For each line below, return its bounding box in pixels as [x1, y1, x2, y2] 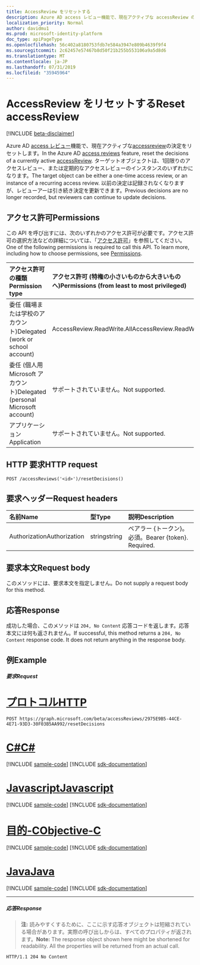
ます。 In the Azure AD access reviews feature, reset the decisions [26, 150, 189, 157]
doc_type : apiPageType [6, 36, 62, 42]
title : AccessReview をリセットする [6, 8, 91, 15]
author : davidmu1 [6, 25, 49, 32]
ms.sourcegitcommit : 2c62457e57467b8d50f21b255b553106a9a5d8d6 [6, 48, 167, 54]
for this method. [6, 587, 46, 594]
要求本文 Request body [6, 563, 90, 573]
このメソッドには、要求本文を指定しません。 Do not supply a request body [6, 579, 189, 587]
